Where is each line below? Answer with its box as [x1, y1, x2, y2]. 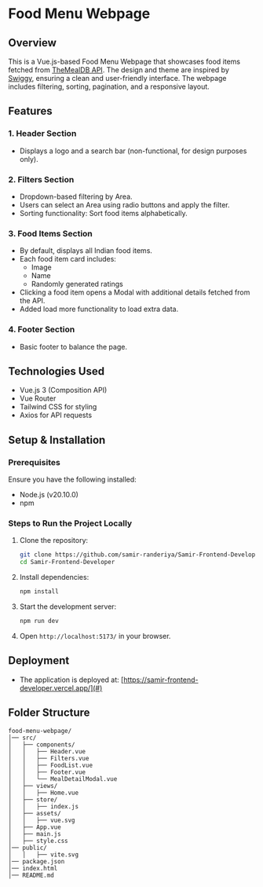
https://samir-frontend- [122, 675, 199, 684]
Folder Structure [8, 706, 90, 720]
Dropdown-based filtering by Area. [19, 192, 133, 201]
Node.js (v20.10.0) [19, 490, 79, 500]
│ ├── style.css [8, 837, 68, 845]
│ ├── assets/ [8, 809, 61, 817]
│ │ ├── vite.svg [8, 850, 79, 859]
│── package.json [8, 857, 65, 865]
